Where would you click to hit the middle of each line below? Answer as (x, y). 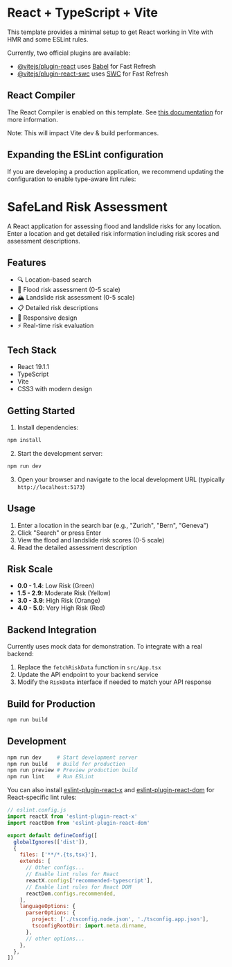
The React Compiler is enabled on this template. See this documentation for (115, 112)
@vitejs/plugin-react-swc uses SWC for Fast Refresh (92, 74)
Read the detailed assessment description (77, 547)
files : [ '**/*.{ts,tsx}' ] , (59, 855)
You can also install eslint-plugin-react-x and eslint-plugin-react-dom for (111, 790)
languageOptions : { (48, 907)
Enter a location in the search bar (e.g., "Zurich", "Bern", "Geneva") (113, 525)
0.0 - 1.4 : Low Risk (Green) (56, 586)
